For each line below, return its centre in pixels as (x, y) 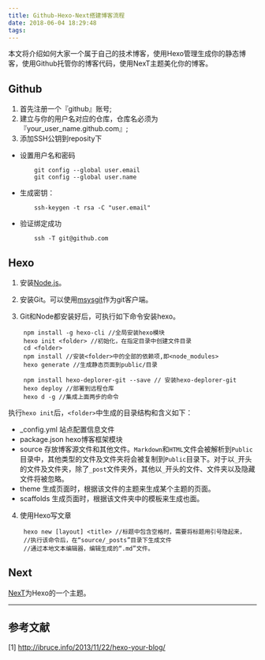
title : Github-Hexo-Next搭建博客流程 (67, 15)
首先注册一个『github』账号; (65, 109)
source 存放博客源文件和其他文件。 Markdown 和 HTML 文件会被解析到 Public (136, 449)
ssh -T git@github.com (71, 239)
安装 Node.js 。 (43, 283)
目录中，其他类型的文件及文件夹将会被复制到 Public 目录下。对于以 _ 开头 (136, 459)
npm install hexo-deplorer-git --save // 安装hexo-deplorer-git (130, 380)
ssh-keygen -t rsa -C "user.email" (93, 208)
